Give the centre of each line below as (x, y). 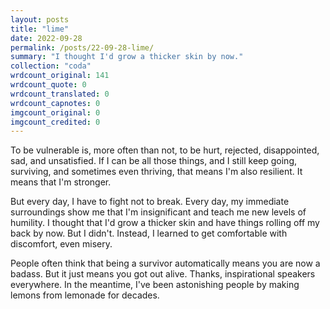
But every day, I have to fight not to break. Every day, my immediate (150, 202)
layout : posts (40, 19)
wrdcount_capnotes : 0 (55, 103)
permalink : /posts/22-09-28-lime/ (82, 47)
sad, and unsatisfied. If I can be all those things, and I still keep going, (154, 161)
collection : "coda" (51, 66)
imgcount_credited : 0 (55, 122)
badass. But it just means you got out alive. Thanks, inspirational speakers (163, 274)
